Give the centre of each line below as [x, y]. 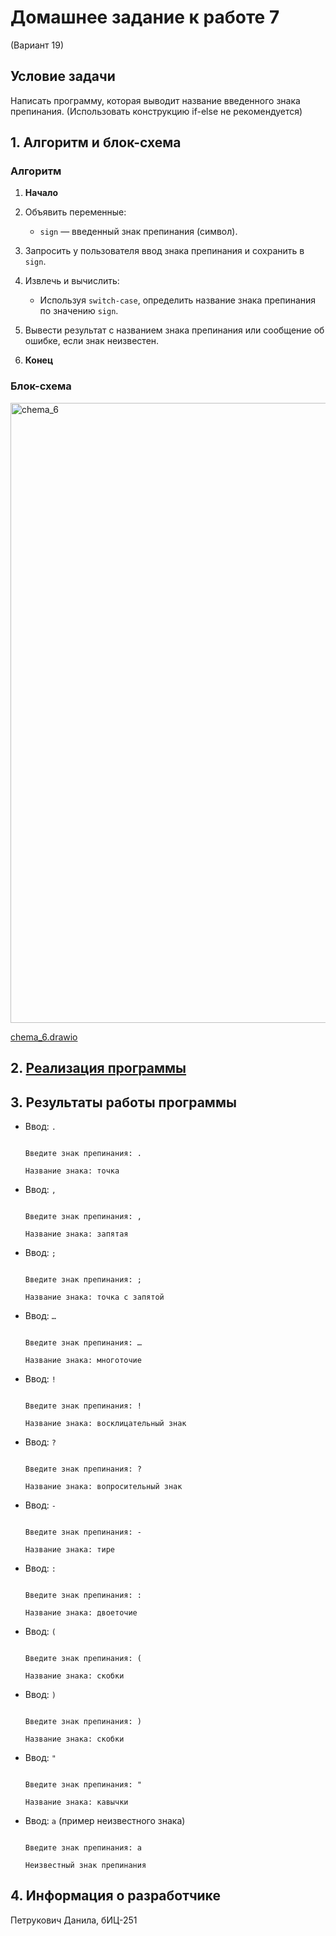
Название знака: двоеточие [81, 1612]
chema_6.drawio [44, 1037]
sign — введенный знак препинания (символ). [138, 232]
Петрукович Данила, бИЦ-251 [74, 1920]
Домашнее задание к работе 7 [145, 17]
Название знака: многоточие [83, 1360]
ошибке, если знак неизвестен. [92, 341]
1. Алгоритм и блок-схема [96, 142]
